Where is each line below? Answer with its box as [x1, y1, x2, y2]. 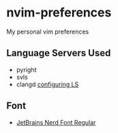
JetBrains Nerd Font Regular [16, 118, 96, 126]
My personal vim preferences [6, 27, 89, 36]
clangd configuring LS [16, 80, 79, 88]
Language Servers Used [6, 47, 111, 59]
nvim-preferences [6, 5, 112, 21]
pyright [16, 65, 37, 73]
